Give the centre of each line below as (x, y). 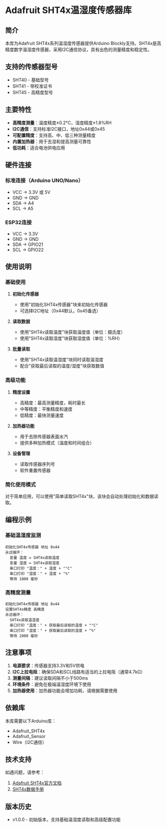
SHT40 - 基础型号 (30, 80)
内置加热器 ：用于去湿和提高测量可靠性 (52, 141)
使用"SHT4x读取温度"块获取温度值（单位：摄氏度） (73, 332)
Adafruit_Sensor (29, 736)
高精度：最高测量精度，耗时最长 (53, 402)
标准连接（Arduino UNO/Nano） (44, 180)
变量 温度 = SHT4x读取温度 (35, 558)
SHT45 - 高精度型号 (33, 92)
